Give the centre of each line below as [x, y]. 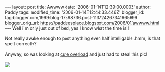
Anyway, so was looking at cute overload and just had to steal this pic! [76, 54]
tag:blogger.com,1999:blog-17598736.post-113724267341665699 [71, 18]
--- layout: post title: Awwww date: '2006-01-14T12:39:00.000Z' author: [78, 7]
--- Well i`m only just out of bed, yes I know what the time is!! [67, 28]
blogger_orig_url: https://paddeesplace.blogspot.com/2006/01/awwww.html [82, 23]
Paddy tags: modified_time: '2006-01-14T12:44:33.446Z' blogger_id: [75, 12]
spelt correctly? [21, 44]
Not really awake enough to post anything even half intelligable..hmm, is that [82, 38]
